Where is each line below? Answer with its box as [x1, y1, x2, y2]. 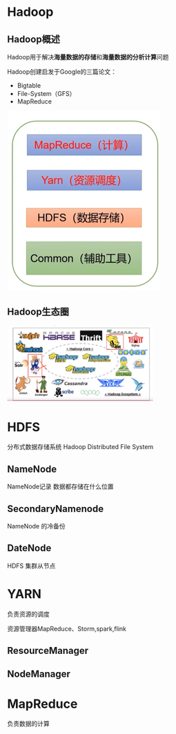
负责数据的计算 [7, 720, 50, 728]
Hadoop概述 [7, 33, 61, 45]
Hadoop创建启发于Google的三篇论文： [7, 68, 117, 76]
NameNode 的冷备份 [7, 522, 66, 530]
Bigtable [17, 81, 41, 90]
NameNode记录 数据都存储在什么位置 [7, 482, 114, 490]
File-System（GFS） [17, 90, 76, 97]
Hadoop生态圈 [7, 306, 70, 318]
